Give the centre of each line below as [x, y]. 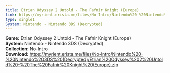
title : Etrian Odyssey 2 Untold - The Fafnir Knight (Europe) [72, 10]
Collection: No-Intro [27, 49]
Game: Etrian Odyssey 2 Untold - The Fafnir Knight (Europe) [68, 38]
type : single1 [20, 19]
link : [11, 15]
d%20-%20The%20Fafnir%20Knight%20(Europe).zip [62, 65]
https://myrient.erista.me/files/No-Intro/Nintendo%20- [86, 54]
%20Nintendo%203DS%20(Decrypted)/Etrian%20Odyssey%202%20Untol [84, 60]
